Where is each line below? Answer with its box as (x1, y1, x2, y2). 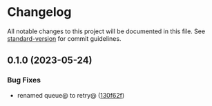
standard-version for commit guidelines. (7, 34, 122, 42)
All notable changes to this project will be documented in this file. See (7, 27, 206, 35)
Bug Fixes (7, 76, 41, 85)
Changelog (7, 4, 72, 20)
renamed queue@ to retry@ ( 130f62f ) (17, 91, 125, 99)
